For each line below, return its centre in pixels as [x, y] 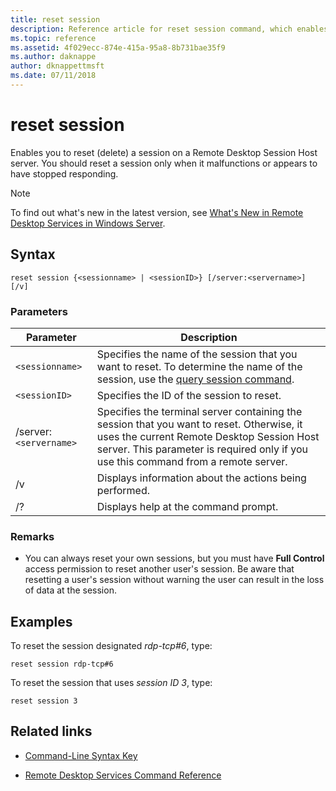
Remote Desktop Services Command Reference [123, 775]
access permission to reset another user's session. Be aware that [159, 569]
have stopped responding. [64, 173]
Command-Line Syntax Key [81, 755]
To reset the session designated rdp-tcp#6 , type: [111, 646]
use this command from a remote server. [192, 461]
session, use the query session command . [195, 379]
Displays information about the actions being [201, 478]
